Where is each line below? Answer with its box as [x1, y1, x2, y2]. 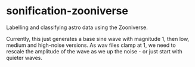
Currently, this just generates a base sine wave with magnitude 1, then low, [6, 35, 190, 42]
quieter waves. [6, 54, 43, 61]
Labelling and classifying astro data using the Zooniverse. [6, 24, 148, 31]
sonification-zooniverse [6, 4, 128, 18]
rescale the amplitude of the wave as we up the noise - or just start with [6, 47, 183, 55]
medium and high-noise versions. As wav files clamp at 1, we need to [6, 42, 176, 49]
